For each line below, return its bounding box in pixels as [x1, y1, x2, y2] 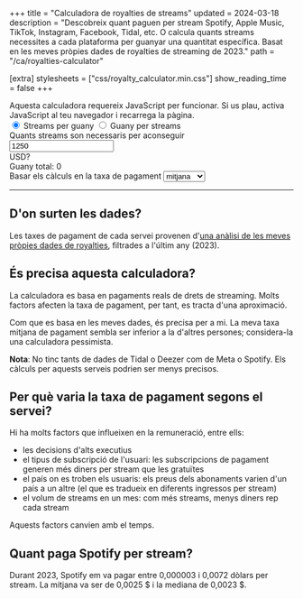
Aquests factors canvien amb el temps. [9, 520, 155, 530]
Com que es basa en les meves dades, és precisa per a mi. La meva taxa [9, 317, 280, 327]
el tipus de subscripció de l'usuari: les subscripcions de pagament [22, 455, 269, 465]
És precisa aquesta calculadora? [9, 266, 197, 281]
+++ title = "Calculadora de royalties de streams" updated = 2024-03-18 [9, 8, 280, 18]
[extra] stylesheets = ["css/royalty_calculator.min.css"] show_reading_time [9, 73, 287, 84]
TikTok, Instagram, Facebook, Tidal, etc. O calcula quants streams [9, 27, 255, 37]
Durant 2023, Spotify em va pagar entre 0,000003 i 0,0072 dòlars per [9, 570, 269, 581]
